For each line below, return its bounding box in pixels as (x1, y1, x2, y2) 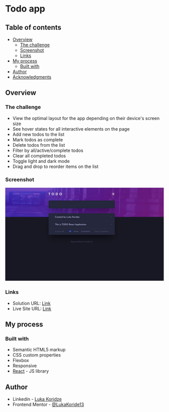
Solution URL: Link (12, 300, 51, 306)
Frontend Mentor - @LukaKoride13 (12, 401, 84, 407)
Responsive (12, 363, 37, 369)
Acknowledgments (12, 74, 52, 80)
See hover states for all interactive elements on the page (12, 126, 130, 132)
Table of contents (5, 23, 61, 32)
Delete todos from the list (12, 142, 65, 148)
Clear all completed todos (12, 152, 66, 159)
